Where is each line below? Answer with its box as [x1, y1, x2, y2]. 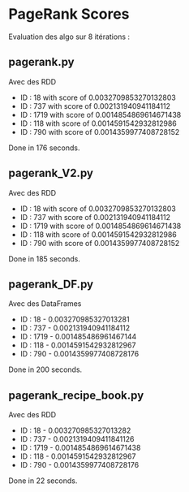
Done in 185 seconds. [8, 253, 81, 264]
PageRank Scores [8, 5, 130, 24]
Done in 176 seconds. [8, 143, 80, 153]
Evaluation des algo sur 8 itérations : [8, 32, 131, 41]
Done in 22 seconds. [8, 476, 78, 486]
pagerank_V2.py [8, 166, 93, 180]
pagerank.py [8, 55, 75, 69]
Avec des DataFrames [8, 299, 82, 309]
